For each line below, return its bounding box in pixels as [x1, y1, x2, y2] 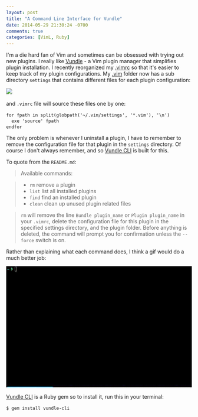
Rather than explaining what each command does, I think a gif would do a [6, 248, 184, 255]
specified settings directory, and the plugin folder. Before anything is [20, 224, 187, 232]
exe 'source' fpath [11, 118, 60, 124]
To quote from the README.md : [6, 158, 77, 165]
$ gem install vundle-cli [6, 405, 70, 411]
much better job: [6, 255, 47, 262]
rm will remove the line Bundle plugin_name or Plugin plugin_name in [20, 211, 184, 219]
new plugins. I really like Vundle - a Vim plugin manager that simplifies [6, 58, 177, 65]
